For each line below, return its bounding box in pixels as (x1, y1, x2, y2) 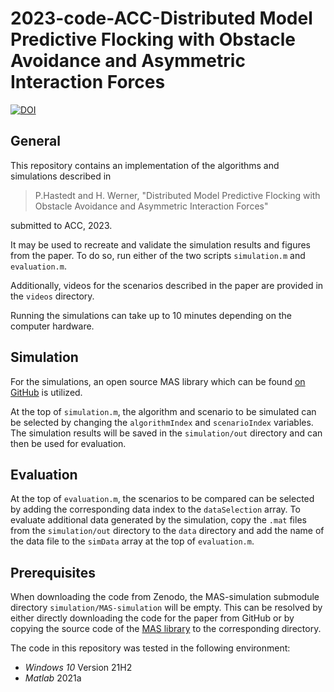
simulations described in (10, 170, 112, 182)
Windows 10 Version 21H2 (24, 662, 133, 674)
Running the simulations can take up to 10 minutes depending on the (10, 309, 292, 321)
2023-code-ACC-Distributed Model (10, 7, 313, 30)
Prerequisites (10, 564, 96, 581)
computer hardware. (10, 320, 95, 332)
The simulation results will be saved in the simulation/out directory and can (10, 427, 323, 439)
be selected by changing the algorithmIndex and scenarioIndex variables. (10, 416, 314, 428)
